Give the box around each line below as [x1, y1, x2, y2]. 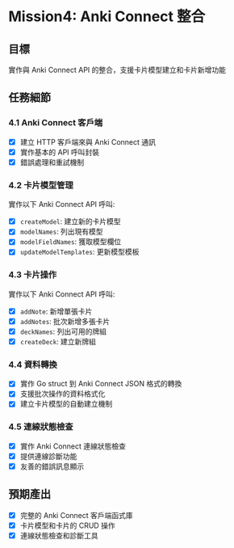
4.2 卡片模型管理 [8, 179, 74, 191]
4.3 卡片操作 [8, 269, 57, 280]
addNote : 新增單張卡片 [19, 306, 93, 316]
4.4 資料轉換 [8, 359, 58, 370]
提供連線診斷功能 [19, 451, 77, 461]
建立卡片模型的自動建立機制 [19, 399, 113, 409]
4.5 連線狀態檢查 [8, 421, 74, 432]
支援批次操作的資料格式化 [19, 389, 106, 398]
